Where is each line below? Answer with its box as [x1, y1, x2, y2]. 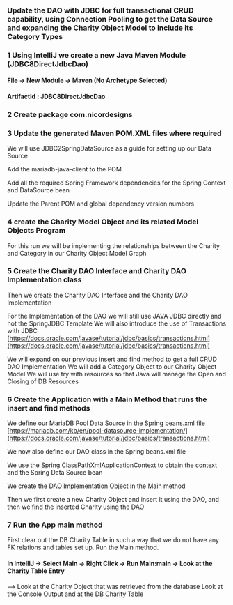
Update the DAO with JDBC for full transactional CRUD [7, 6, 194, 15]
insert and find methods [7, 403, 90, 413]
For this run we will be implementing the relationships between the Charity [7, 241, 220, 250]
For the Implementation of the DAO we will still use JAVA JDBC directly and [7, 312, 222, 320]
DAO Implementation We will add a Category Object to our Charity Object [7, 362, 217, 371]
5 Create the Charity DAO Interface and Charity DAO [7, 266, 186, 276]
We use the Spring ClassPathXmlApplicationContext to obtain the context [7, 461, 218, 469]
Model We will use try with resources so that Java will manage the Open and [7, 369, 226, 378]
